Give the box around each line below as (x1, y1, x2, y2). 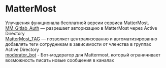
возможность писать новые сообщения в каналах (5, 57, 114, 63)
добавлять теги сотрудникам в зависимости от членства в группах (5, 41, 151, 47)
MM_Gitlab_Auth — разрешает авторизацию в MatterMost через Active (5, 25, 157, 31)
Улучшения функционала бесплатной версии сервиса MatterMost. (5, 20, 149, 26)
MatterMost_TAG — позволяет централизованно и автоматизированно (5, 36, 157, 42)
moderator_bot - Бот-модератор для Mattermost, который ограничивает (5, 51, 161, 58)
